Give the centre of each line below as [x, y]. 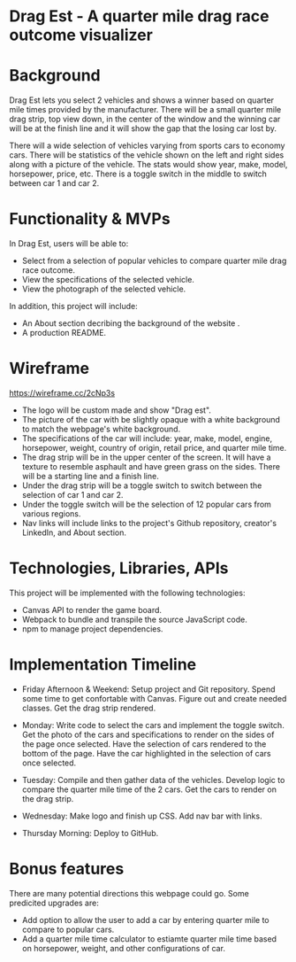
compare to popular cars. [68, 929]
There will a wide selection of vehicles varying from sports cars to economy [147, 146]
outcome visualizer [81, 35]
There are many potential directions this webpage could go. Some [129, 893]
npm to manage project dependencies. [92, 628]
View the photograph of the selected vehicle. [104, 289]
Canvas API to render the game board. [91, 609]
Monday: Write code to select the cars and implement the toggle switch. [153, 725]
